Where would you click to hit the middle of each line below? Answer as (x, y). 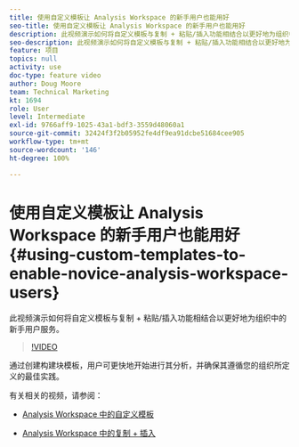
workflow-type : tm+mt (49, 142)
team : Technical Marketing (59, 92)
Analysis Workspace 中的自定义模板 (88, 414)
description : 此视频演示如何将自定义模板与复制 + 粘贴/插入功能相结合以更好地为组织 (149, 34)
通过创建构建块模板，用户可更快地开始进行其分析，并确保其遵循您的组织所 (145, 365)
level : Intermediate (48, 117)
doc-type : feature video (55, 76)
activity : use (36, 68)
